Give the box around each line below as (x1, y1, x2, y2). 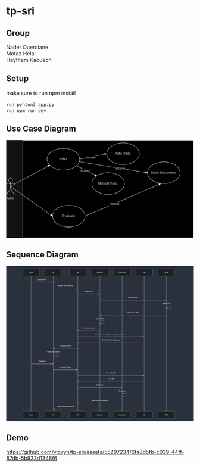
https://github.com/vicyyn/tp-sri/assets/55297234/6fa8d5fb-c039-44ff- (6, 449, 185, 456)
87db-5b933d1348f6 (6, 454, 58, 462)
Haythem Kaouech (6, 57, 52, 63)
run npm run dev (6, 107, 46, 114)
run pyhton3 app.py (6, 101, 55, 108)
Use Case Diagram (6, 124, 76, 134)
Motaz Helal (6, 50, 36, 57)
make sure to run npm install (6, 89, 76, 96)
